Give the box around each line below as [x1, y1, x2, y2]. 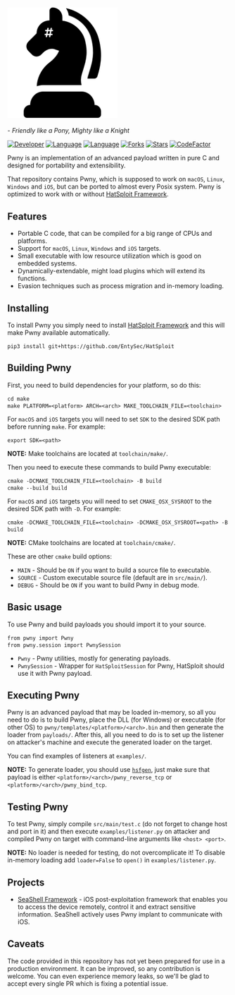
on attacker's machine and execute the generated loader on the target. [7, 738, 212, 746]
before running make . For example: [7, 422, 106, 431]
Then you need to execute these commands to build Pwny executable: [7, 463, 211, 471]
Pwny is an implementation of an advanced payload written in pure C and [7, 154, 220, 162]
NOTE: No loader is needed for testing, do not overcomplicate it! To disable [7, 848, 225, 857]
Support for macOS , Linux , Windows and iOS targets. [17, 244, 161, 253]
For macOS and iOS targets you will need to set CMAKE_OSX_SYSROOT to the [7, 496, 212, 505]
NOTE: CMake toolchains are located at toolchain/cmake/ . [7, 538, 176, 547]
